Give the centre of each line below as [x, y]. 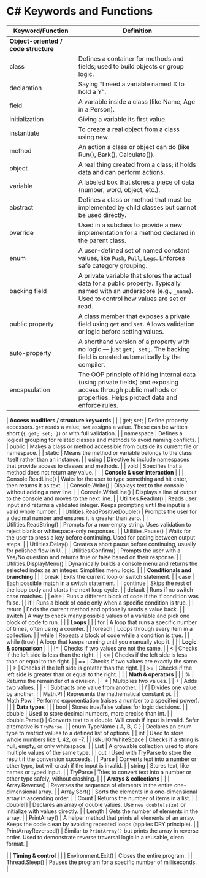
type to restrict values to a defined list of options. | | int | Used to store [95, 733]
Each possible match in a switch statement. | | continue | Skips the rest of [99, 583]
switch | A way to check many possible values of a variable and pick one [98, 616]
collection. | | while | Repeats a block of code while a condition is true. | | [98, 635]
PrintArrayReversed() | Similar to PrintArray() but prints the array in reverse [103, 830]
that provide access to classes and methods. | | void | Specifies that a [94, 466]
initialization [27, 119]
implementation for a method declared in [137, 232]
